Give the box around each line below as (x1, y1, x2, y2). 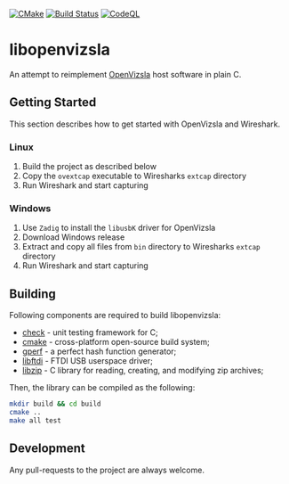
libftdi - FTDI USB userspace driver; (21, 356, 153, 366)
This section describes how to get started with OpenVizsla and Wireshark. (9, 119, 281, 129)
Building (9, 286, 56, 301)
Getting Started (9, 94, 97, 111)
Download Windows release (21, 232, 125, 242)
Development (9, 441, 86, 456)
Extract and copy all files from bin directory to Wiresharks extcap (21, 242, 261, 252)
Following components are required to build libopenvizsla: (9, 310, 221, 321)
